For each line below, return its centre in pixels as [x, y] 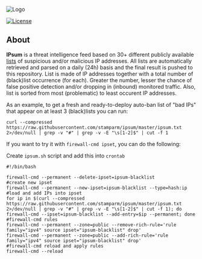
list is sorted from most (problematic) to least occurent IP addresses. [91, 93]
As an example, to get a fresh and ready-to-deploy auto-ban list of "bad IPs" [101, 104]
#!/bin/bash [21, 167]
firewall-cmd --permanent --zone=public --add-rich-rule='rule [87, 235]
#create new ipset [29, 182]
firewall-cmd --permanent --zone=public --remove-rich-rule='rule [91, 225]
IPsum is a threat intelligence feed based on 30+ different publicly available [100, 54]
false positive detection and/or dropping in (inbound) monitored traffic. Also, [101, 86]
